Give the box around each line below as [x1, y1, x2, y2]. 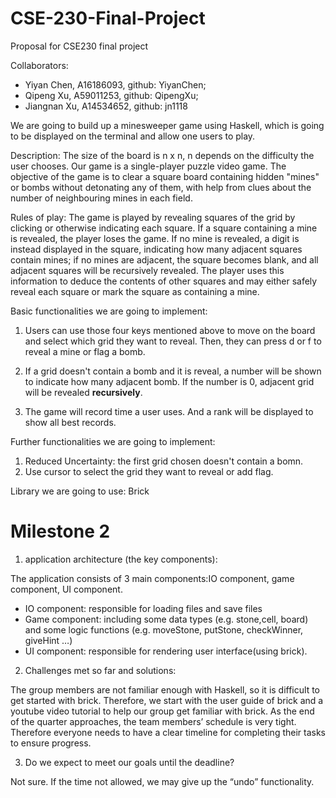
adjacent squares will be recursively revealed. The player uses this [10, 264, 285, 276]
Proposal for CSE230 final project [10, 40, 149, 52]
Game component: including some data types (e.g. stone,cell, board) [24, 613, 309, 625]
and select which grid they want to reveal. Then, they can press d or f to [24, 335, 322, 347]
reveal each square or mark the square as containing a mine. [10, 285, 260, 297]
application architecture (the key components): [24, 553, 218, 565]
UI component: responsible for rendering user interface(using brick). [24, 645, 308, 657]
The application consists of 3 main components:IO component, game [10, 572, 295, 584]
